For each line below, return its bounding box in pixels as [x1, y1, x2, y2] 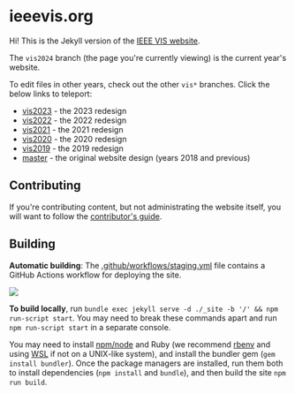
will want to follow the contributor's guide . [9, 210, 163, 222]
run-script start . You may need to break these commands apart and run [9, 312, 277, 323]
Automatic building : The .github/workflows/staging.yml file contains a [9, 260, 266, 270]
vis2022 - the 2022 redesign [21, 115, 127, 125]
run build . [9, 376, 48, 387]
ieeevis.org [9, 6, 95, 27]
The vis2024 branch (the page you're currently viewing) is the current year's [9, 52, 287, 63]
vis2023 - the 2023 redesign [21, 105, 127, 116]
